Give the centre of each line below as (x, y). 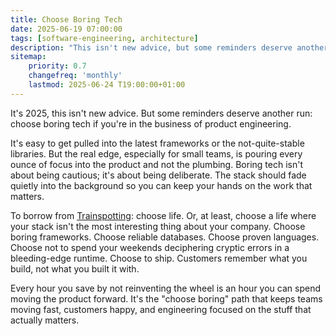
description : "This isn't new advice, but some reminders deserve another (169, 47)
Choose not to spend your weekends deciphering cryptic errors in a (150, 247)
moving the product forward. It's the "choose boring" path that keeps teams (166, 298)
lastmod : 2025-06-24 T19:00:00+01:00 (107, 85)
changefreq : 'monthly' (75, 76)
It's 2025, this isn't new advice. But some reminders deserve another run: (161, 113)
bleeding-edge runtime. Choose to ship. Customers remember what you (159, 258)
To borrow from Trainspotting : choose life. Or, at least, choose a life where (163, 215)
